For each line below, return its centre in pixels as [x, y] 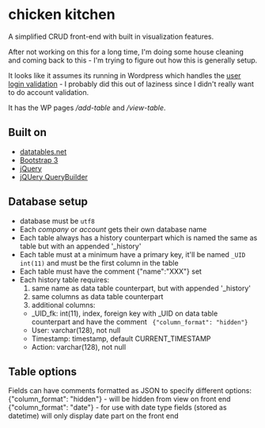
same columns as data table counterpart [97, 296]
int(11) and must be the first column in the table [99, 263]
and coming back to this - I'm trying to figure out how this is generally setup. [133, 60]
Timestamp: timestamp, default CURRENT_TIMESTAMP [121, 339]
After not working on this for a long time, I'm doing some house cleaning [126, 51]
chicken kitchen [62, 15]
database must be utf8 [57, 221]
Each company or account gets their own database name [113, 229]
